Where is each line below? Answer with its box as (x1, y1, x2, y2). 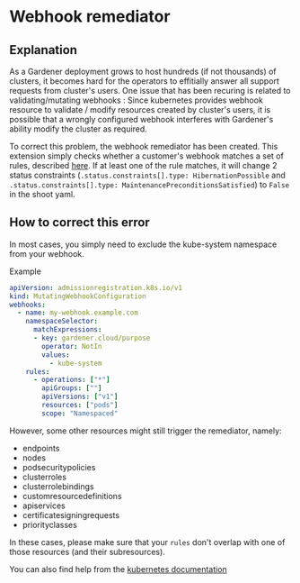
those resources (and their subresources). (9, 546, 166, 557)
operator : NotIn (41, 342, 102, 351)
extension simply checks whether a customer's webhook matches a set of (9, 150, 285, 161)
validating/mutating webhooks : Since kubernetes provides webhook (9, 95, 263, 105)
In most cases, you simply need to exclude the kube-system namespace (9, 239, 278, 250)
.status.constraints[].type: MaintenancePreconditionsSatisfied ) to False (9, 179, 290, 190)
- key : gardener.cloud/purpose (32, 333, 151, 343)
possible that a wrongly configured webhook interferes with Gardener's (9, 114, 274, 124)
